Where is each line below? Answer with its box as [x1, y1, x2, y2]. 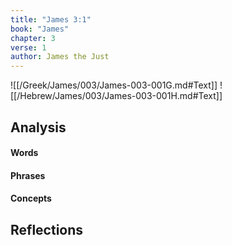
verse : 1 [10, 42, 47, 53]
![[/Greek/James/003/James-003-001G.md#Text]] [10, 79, 218, 91]
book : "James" [10, 24, 70, 34]
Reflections [10, 221, 84, 238]
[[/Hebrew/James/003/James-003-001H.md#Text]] [10, 90, 223, 102]
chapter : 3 [10, 33, 56, 43]
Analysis [10, 119, 67, 136]
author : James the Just [10, 52, 110, 62]
